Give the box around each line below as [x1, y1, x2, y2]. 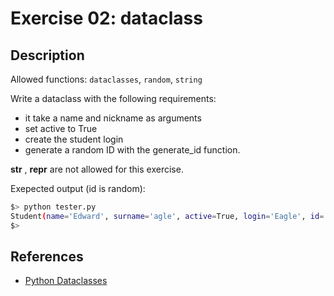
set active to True [24, 123, 98, 134]
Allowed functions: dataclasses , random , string [10, 73, 203, 85]
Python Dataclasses [24, 275, 108, 287]
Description [10, 47, 85, 64]
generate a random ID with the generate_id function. [24, 144, 241, 156]
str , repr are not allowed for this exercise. [10, 163, 184, 175]
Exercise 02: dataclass [10, 7, 203, 30]
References [10, 248, 84, 266]
